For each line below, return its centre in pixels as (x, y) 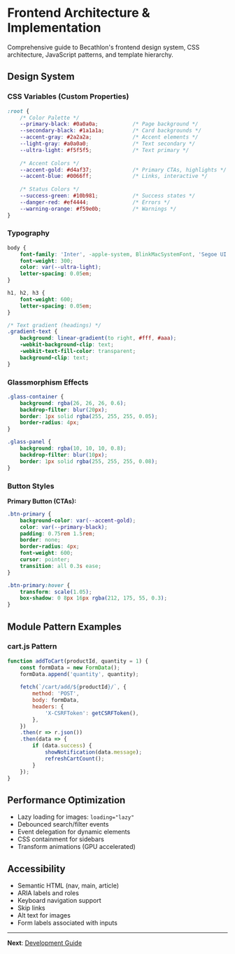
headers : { (48, 706)
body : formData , (56, 700)
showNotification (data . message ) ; (93, 752)
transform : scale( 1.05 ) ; (56, 592)
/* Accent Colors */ (50, 163)
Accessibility (36, 869)
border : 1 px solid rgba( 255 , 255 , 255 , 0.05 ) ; (89, 416)
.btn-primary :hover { (39, 585)
